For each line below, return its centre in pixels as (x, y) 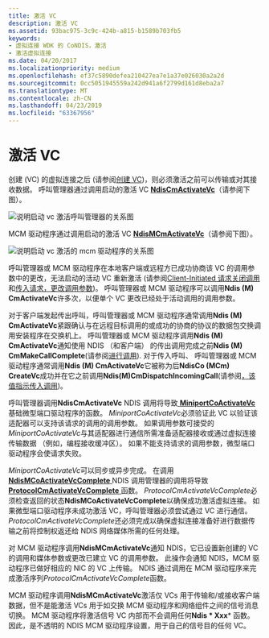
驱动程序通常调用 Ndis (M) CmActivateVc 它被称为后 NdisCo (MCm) (119, 365)
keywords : (25, 38)
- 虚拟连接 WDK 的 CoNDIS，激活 (57, 46)
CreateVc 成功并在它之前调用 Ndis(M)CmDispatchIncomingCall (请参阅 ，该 (132, 375)
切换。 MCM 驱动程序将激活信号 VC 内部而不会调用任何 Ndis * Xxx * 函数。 (131, 615)
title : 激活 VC (33, 16)
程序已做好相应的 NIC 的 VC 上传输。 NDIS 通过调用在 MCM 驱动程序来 (132, 568)
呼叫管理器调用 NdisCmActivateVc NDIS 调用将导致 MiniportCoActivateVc (132, 403)
